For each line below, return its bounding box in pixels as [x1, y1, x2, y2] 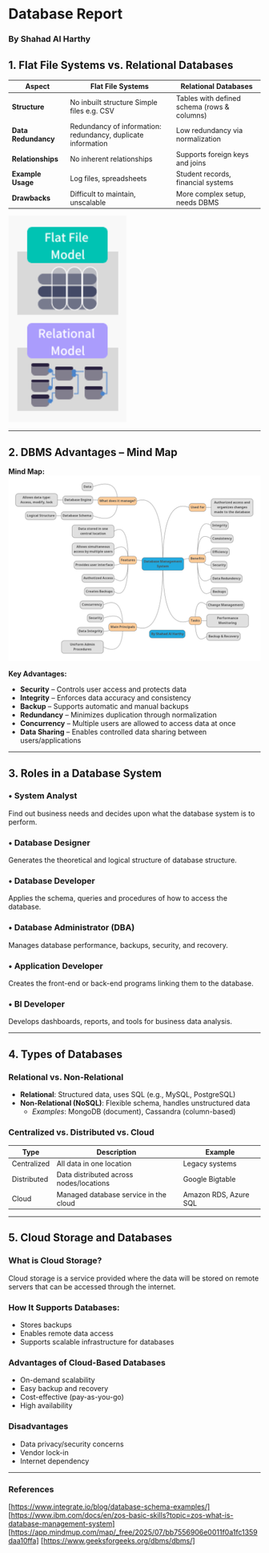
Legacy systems [183, 1159, 237, 1168]
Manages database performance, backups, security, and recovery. [8, 940, 228, 950]
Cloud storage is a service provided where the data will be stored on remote [8, 1273, 259, 1283]
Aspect [25, 82, 50, 91]
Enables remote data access [19, 1329, 114, 1338]
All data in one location [56, 1159, 132, 1168]
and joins [175, 158, 207, 168]
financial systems [175, 178, 234, 188]
